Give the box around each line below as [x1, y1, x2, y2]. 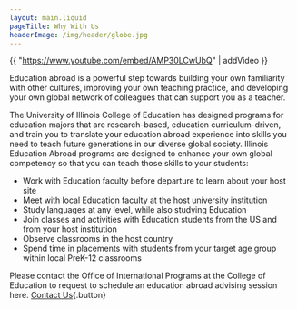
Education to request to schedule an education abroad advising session [9, 280, 278, 291]
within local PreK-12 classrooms [22, 253, 143, 264]
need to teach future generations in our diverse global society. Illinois [9, 138, 269, 150]
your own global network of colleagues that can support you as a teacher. [9, 92, 286, 103]
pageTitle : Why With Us [9, 22, 100, 31]
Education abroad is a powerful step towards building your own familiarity [9, 73, 285, 84]
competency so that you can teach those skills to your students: [9, 158, 249, 169]
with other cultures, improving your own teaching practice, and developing [9, 83, 289, 94]
